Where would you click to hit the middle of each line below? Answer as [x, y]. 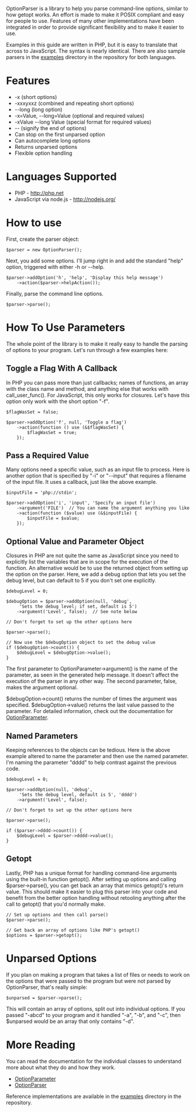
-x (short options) [36, 97]
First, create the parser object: [43, 239]
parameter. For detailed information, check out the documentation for [90, 711]
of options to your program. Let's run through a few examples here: [87, 350]
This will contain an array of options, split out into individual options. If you [96, 1009]
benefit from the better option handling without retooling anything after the [96, 898]
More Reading [41, 1045]
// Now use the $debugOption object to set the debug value [81, 643]
